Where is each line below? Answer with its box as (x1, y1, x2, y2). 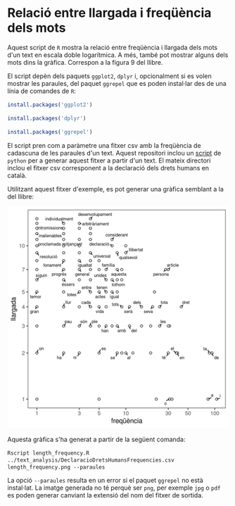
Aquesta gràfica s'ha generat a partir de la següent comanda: (7, 435, 186, 443)
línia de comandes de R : (7, 87, 76, 95)
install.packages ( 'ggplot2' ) (7, 101, 93, 108)
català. (7, 171, 27, 179)
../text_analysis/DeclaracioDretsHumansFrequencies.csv (7, 456, 174, 464)
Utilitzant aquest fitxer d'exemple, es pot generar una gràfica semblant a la (7, 184, 224, 193)
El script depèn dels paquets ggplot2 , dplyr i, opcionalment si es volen (7, 72, 212, 80)
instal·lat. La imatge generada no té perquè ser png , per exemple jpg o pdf (7, 483, 221, 492)
